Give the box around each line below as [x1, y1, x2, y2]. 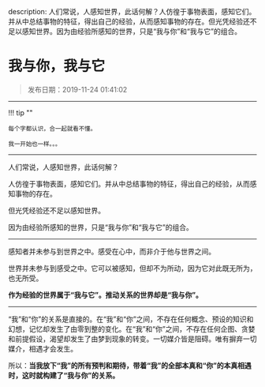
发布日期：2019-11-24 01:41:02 [27, 85, 128, 94]
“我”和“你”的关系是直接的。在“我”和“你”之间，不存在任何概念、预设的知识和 [8, 314, 254, 324]
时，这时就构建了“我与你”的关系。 [8, 370, 120, 380]
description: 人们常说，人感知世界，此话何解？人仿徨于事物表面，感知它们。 [8, 7, 256, 16]
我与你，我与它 [8, 58, 106, 75]
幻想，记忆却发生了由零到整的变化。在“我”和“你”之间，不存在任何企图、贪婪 [8, 324, 256, 333]
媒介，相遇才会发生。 [8, 344, 77, 353]
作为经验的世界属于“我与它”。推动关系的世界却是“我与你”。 [8, 290, 203, 299]
